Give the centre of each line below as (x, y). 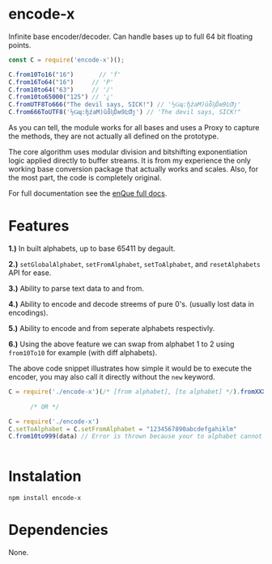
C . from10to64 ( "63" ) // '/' (61, 90)
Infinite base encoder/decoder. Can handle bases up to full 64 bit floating (131, 36)
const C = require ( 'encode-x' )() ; (67, 60)
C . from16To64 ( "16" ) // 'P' (61, 82)
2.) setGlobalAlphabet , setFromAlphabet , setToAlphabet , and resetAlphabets (134, 264)
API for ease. (30, 273)
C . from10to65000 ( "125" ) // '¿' (61, 97)
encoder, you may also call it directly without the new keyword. (112, 377)
